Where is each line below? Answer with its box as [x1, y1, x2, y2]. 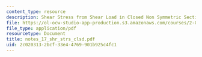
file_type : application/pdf [6, 25, 77, 31]
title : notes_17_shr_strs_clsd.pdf [6, 36, 96, 42]
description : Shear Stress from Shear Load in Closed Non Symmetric [6, 14, 182, 20]
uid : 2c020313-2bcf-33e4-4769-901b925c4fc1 [6, 42, 117, 48]
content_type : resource [6, 8, 66, 15]
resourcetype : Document [6, 31, 66, 37]
